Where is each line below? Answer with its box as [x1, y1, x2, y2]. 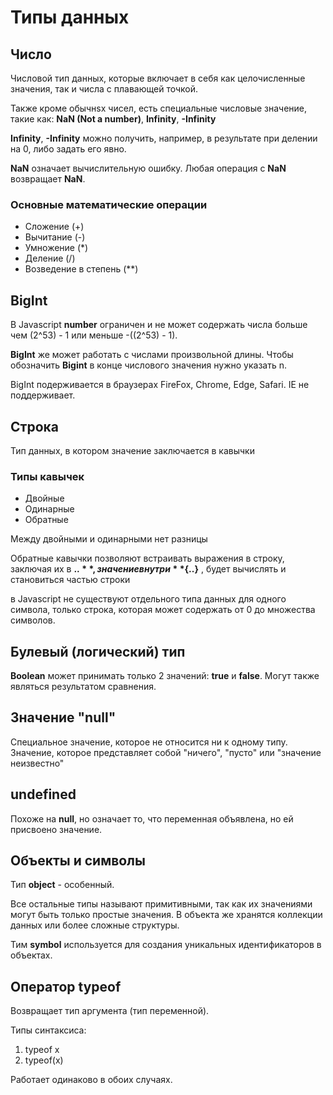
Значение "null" [10, 709, 117, 726]
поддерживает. [10, 389, 76, 401]
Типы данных [10, 6, 130, 29]
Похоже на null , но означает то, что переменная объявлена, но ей [10, 812, 294, 825]
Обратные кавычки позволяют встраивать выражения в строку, [10, 552, 285, 565]
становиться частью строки [10, 574, 131, 586]
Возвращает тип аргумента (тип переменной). [10, 1005, 210, 1017]
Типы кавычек [10, 469, 85, 483]
